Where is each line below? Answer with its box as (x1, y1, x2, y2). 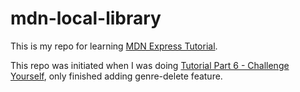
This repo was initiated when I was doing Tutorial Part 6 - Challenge (10, 59, 290, 71)
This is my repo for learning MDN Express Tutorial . (10, 40, 218, 52)
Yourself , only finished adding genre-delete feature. (10, 70, 223, 82)
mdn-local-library (10, 7, 162, 30)
